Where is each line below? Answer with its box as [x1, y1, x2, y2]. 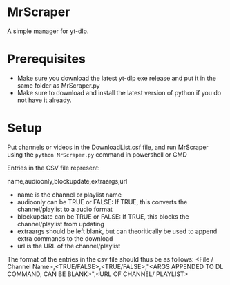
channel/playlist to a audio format [17, 205, 113, 213]
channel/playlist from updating [17, 219, 105, 228]
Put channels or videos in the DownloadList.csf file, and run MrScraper [7, 143, 209, 151]
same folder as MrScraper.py [17, 81, 100, 90]
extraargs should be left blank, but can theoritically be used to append [17, 227, 218, 235]
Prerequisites [7, 51, 86, 67]
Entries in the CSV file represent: [7, 164, 100, 172]
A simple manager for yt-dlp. [7, 27, 89, 35]
